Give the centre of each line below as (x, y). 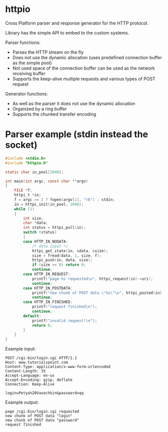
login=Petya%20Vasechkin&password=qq (44, 393)
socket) (21, 145)
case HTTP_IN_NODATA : (46, 241)
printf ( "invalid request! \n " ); (64, 321)
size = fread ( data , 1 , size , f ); (66, 256)
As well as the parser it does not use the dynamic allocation (74, 103)
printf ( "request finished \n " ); (64, 307)
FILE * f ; (23, 190)
